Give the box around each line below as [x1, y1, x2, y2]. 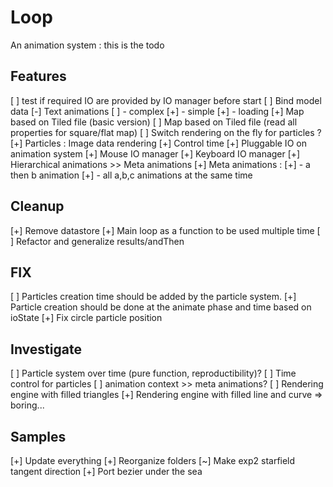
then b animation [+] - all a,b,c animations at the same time [10, 169, 253, 181]
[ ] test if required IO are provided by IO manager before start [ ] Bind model [10, 94, 322, 106]
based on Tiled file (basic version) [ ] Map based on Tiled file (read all [10, 116, 298, 128]
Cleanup [10, 198, 65, 215]
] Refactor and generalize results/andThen [10, 235, 185, 247]
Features [10, 68, 67, 85]
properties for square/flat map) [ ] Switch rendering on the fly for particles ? [10, 126, 322, 138]
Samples [10, 428, 67, 445]
